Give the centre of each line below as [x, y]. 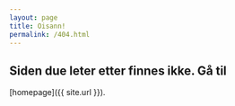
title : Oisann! [38, 26]
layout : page [34, 18]
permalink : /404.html [50, 34]
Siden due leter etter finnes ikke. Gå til [118, 71]
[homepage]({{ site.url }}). [57, 93]
